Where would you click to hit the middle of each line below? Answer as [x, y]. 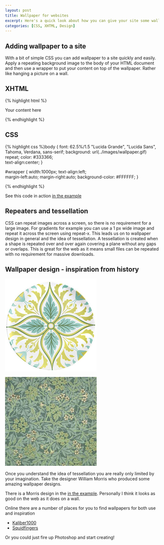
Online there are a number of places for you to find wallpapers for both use [81, 508]
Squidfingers [25, 528]
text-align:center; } [24, 162]
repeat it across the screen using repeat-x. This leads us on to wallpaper [78, 233]
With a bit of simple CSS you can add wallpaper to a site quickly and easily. [81, 58]
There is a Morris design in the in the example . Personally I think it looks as [80, 494]
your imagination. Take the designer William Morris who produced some [77, 479]
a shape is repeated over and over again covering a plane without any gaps [81, 244]
